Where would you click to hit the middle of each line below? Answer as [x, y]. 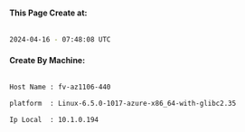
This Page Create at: [48, 13]
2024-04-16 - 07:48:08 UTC [60, 40]
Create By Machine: [47, 60]
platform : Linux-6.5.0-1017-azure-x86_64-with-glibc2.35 [123, 104]
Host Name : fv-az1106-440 [60, 87]
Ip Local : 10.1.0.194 [54, 120]
